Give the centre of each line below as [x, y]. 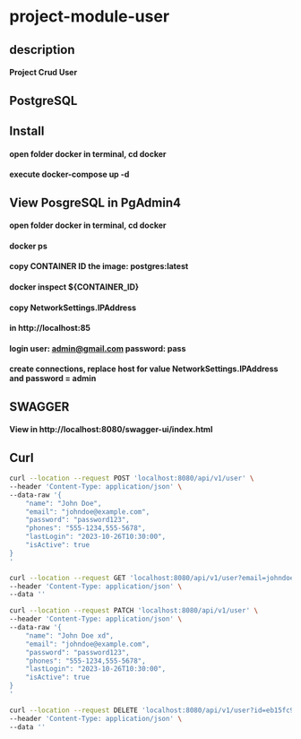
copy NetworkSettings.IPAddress [73, 308]
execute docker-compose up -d [69, 174]
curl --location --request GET [68, 578]
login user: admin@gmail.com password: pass [98, 348]
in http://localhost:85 [50, 328]
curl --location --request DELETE [74, 710]
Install [27, 130]
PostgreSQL [43, 100]
